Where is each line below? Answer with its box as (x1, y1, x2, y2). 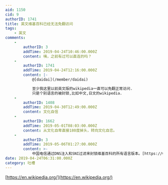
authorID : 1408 (23, 100, 55, 105)
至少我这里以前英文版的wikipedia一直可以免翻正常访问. (31, 86, 133, 91)
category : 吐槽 (5, 160, 35, 165)
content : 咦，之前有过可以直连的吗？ (23, 53, 92, 59)
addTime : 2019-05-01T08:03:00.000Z (23, 123, 97, 128)
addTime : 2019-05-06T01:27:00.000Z (23, 142, 97, 147)
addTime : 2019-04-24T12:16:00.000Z (23, 68, 97, 73)
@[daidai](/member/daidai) (31, 77, 88, 82)
